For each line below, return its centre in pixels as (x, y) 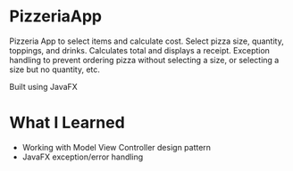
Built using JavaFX (43, 86)
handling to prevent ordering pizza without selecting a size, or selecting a (144, 60)
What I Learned (67, 123)
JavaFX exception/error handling (83, 157)
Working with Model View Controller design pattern (117, 147)
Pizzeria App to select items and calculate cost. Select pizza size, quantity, (146, 41)
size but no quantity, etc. (55, 69)
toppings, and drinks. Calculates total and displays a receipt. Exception (140, 50)
